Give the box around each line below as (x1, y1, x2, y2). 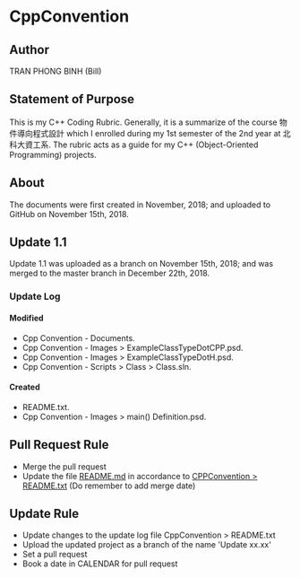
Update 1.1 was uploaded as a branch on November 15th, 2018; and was (9, 258, 274, 269)
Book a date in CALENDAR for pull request (21, 558, 178, 569)
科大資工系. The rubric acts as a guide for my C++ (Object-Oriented (9, 139, 259, 150)
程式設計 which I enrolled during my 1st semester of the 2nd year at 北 (32, 127, 291, 138)
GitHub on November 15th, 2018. (9, 208, 130, 219)
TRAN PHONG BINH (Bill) (9, 66, 102, 76)
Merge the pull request (21, 460, 107, 472)
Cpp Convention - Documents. (21, 332, 136, 343)
